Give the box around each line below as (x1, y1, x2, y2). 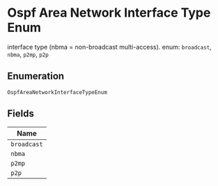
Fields (7, 108, 35, 120)
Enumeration (7, 70, 65, 82)
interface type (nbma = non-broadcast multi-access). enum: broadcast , (7, 42, 212, 51)
